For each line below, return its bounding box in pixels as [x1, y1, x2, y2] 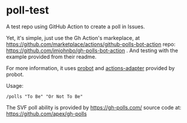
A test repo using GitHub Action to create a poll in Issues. [6, 23, 145, 30]
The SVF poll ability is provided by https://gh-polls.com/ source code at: [6, 104, 182, 111]
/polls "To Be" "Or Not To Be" [6, 94, 83, 99]
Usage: [6, 82, 24, 89]
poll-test [6, 4, 49, 17]
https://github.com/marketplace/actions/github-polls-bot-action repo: [6, 41, 176, 48]
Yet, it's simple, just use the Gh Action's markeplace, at [6, 34, 140, 41]
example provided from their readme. [6, 53, 97, 60]
